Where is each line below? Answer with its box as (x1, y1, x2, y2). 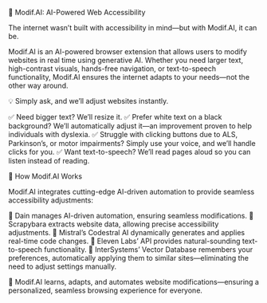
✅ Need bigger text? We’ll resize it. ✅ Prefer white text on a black (8, 112, 222, 121)
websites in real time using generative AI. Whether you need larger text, (8, 56, 244, 65)
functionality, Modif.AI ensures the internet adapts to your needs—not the (8, 73, 249, 81)
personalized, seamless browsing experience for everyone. (8, 285, 203, 295)
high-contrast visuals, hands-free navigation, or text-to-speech (8, 64, 217, 73)
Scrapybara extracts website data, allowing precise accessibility (8, 219, 219, 229)
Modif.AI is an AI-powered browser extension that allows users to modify (8, 47, 247, 56)
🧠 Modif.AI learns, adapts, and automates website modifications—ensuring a (8, 277, 259, 286)
